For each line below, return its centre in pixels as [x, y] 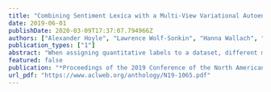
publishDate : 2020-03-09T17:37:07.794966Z [81, 30]
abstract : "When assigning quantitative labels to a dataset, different [133, 53]
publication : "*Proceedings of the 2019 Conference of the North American [137, 68]
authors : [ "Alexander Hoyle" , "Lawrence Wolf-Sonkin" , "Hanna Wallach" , [133, 38]
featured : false [35, 61]
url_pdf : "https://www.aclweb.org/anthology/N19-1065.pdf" [110, 75]
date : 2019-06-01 [38, 23]
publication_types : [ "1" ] [52, 46]
